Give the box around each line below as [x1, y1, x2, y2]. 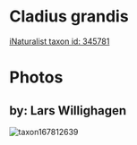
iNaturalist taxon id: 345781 [9, 36, 110, 47]
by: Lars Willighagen [9, 103, 127, 118]
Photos [9, 67, 64, 88]
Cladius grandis [9, 6, 129, 27]
